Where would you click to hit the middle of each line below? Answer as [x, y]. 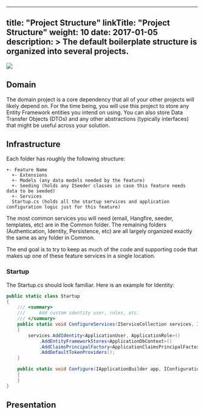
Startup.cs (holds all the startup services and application [91, 202]
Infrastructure [33, 144]
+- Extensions [29, 175]
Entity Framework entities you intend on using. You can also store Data [95, 112]
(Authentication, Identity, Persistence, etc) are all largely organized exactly [99, 231]
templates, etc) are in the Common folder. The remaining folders [87, 225]
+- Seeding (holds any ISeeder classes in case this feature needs [99, 186]
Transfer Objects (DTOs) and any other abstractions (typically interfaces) [98, 118]
